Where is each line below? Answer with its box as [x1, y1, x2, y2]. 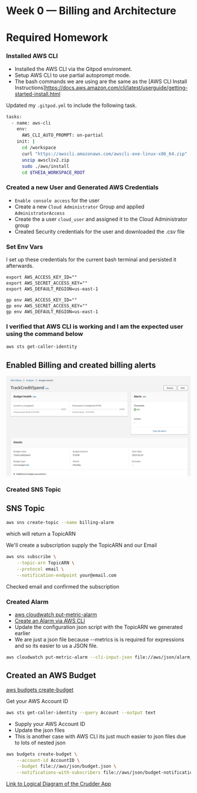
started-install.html [14, 90, 60, 98]
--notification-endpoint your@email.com [16, 572, 117, 578]
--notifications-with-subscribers [16, 770, 101, 776]
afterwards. [6, 263, 34, 270]
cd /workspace [21, 145, 57, 151]
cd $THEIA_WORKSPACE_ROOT [21, 169, 85, 176]
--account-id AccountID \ [16, 757, 80, 763]
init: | [16, 139, 35, 145]
